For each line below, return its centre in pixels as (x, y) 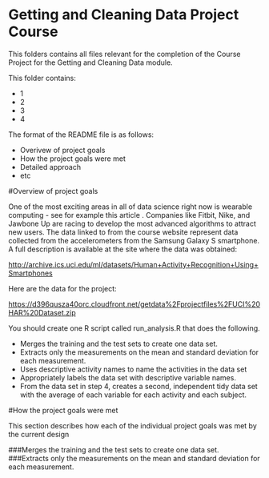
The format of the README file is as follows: (81, 135)
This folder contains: (42, 78)
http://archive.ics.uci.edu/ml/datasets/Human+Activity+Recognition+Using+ (133, 264)
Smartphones (31, 273)
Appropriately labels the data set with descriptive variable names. (128, 377)
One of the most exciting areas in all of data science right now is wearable (130, 207)
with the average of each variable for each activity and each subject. (133, 395)
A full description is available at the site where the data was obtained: (123, 249)
